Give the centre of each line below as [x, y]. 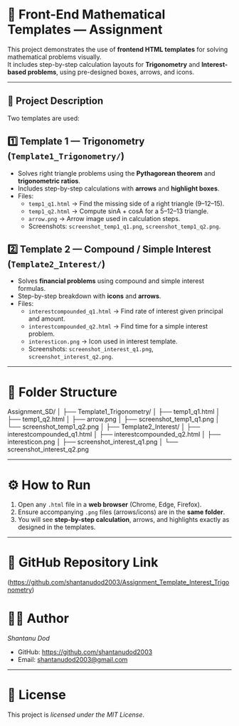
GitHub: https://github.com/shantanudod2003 [85, 652]
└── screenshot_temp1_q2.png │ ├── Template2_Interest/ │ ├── [104, 427]
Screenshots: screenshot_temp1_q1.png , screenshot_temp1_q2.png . [124, 226]
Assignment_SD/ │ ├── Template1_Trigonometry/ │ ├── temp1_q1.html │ [114, 412]
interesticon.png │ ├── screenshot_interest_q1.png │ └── [93, 442]
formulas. [32, 289]
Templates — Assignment [85, 30]
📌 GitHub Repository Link [83, 563]
